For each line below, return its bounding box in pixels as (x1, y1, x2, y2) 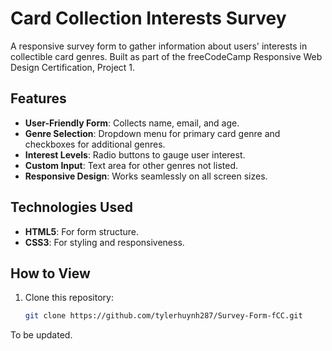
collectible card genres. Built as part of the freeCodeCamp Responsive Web (10, 50, 323, 62)
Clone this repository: (24, 292, 114, 304)
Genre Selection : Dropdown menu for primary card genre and (24, 127, 281, 139)
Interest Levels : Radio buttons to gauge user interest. (24, 148, 246, 161)
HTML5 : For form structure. (24, 225, 140, 237)
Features (10, 90, 67, 107)
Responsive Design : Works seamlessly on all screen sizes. (24, 170, 268, 182)
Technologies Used (10, 199, 133, 216)
